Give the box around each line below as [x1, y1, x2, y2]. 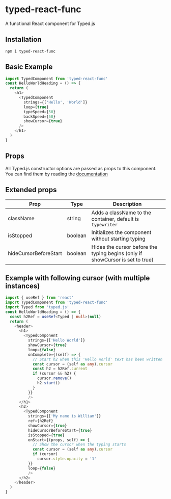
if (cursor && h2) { [32, 371, 76, 376]
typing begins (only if [91, 250, 142, 257]
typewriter [91, 222, 118, 228]
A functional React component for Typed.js [5, 20, 96, 27]
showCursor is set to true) [91, 256, 154, 264]
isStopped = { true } [27, 432, 65, 438]
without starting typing [91, 235, 146, 243]
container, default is [91, 216, 139, 223]
